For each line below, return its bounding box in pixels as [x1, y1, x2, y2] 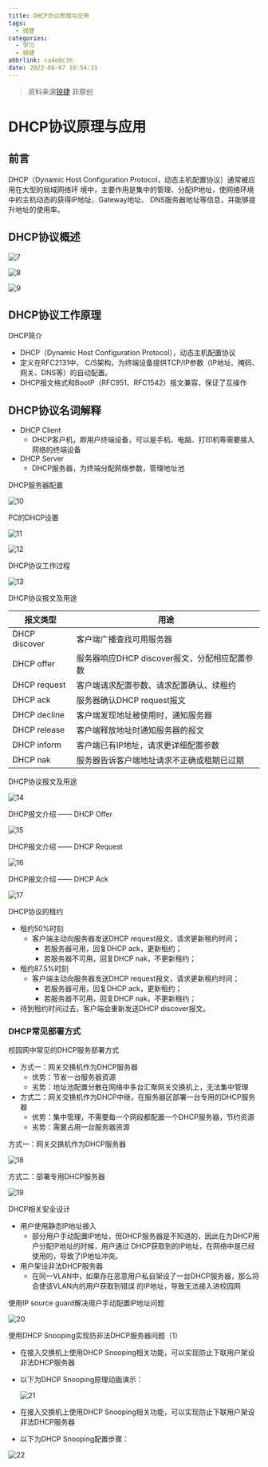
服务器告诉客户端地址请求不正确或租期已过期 [76, 755, 245, 766]
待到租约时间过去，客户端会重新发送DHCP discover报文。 [19, 1004, 210, 1013]
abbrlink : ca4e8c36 [8, 57, 73, 65]
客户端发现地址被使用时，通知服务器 [76, 710, 213, 721]
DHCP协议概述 [8, 230, 81, 244]
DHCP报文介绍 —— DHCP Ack [8, 874, 109, 884]
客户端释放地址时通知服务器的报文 [76, 725, 205, 736]
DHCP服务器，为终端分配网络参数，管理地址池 [31, 463, 185, 473]
